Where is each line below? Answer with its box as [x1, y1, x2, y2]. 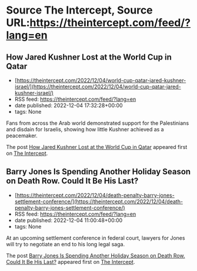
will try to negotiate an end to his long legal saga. [6, 240, 125, 247]
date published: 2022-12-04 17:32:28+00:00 [14, 102, 123, 109]
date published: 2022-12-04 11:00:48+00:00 [14, 216, 123, 224]
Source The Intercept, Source [6, 4, 153, 17]
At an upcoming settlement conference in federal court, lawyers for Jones [6, 234, 185, 242]
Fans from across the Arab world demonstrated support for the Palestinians [6, 120, 189, 127]
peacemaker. [6, 132, 38, 139]
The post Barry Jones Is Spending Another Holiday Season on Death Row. [6, 252, 185, 259]
